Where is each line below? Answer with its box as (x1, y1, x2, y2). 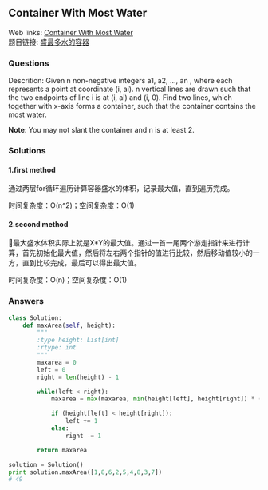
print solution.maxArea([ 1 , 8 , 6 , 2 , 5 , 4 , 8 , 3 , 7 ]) (8, 468, 163, 476)
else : (50, 424, 69, 432)
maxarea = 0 (37, 358, 77, 366)
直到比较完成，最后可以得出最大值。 (22, 258, 141, 268)
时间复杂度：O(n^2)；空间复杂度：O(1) (8, 201, 135, 210)
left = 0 (37, 365, 66, 374)
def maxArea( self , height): (22, 321, 116, 329)
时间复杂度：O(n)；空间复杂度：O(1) (8, 275, 128, 285)
